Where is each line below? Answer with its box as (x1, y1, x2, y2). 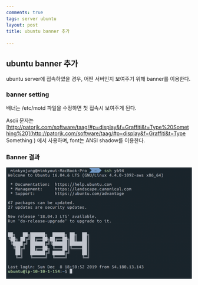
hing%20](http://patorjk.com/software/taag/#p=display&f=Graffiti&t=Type (6, 130, 186, 137)
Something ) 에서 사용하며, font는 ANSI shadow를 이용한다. (6, 137, 146, 144)
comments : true (6, 9, 44, 15)
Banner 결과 (6, 153, 40, 162)
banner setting (6, 90, 49, 99)
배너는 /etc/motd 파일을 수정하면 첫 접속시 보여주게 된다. (6, 104, 137, 112)
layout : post (6, 22, 38, 28)
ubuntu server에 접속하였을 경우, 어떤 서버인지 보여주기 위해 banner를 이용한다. (6, 75, 191, 82)
